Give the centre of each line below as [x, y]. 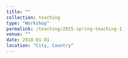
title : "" [19, 12]
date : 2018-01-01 [28, 40]
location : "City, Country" [40, 46]
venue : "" [19, 34]
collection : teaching [33, 18]
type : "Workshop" [28, 23]
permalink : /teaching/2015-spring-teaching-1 [64, 29]
